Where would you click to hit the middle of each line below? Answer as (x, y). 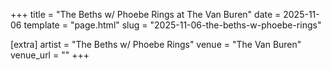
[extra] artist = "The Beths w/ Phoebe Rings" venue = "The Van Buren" (156, 44)
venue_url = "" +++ (50, 55)
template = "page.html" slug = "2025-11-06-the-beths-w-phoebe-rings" (172, 25)
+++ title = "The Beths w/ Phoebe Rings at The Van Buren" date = (146, 14)
